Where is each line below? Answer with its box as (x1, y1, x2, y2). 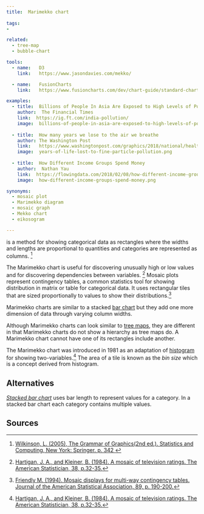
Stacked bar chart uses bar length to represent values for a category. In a (6, 394, 191, 402)
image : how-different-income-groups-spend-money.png (17, 177, 156, 183)
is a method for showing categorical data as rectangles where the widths (6, 238, 189, 245)
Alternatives (6, 378, 55, 388)
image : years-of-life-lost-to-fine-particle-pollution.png (17, 149, 172, 155)
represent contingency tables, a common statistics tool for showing (6, 278, 175, 285)
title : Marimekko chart (6, 9, 69, 15)
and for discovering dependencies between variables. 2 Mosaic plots (6, 270, 179, 278)
